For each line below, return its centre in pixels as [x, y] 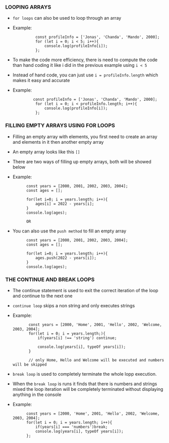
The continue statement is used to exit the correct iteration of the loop [85, 290]
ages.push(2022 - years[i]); [66, 258]
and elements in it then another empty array [58, 142]
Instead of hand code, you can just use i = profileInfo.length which [85, 75]
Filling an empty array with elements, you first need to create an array [85, 136]
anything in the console [37, 394]
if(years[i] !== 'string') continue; [77, 338]
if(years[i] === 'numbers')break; [71, 427]
